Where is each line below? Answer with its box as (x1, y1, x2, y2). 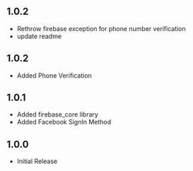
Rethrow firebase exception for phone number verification (16, 24, 187, 33)
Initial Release (16, 157, 58, 165)
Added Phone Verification (16, 71, 93, 80)
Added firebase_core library (16, 110, 98, 119)
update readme (16, 32, 62, 40)
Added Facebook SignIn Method (16, 118, 112, 126)
